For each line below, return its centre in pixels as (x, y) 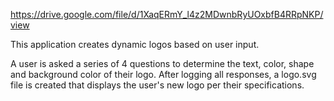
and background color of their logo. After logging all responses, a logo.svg (163, 74)
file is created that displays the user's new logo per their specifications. (157, 85)
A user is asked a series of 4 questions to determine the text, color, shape (162, 63)
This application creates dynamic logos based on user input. (135, 44)
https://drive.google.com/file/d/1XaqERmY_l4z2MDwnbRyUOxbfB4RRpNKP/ (167, 14)
